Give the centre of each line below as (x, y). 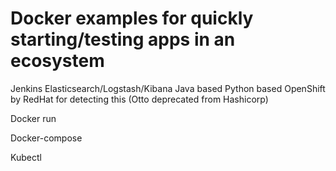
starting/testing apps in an (123, 39)
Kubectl (26, 157)
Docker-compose (46, 138)
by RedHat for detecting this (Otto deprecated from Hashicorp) (139, 99)
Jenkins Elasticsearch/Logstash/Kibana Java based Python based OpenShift (168, 88)
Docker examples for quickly (132, 18)
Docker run (33, 118)
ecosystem (57, 61)
